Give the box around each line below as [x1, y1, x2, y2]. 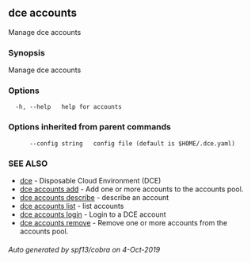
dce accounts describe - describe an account [19, 193, 169, 202]
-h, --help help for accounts [15, 103, 123, 111]
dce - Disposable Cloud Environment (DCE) [19, 176, 162, 185]
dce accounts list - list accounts [19, 202, 124, 210]
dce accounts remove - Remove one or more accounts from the [19, 218, 228, 227]
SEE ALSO [8, 158, 48, 169]
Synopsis [8, 47, 45, 58]
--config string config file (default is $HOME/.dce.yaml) [29, 139, 236, 148]
